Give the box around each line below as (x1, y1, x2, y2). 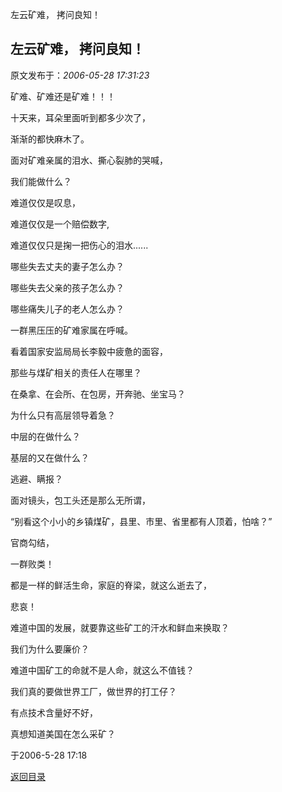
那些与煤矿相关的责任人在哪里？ (10, 366, 142, 378)
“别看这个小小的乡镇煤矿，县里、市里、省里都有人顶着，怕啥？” (10, 515, 273, 527)
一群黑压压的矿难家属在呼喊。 (10, 324, 133, 336)
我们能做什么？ (10, 175, 72, 187)
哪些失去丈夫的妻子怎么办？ (10, 260, 125, 272)
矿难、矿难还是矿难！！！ (10, 90, 116, 102)
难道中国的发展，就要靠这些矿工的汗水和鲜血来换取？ (10, 621, 230, 633)
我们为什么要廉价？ (10, 643, 90, 655)
